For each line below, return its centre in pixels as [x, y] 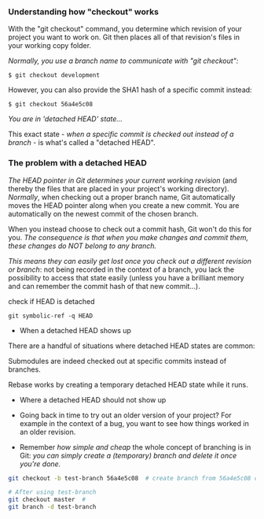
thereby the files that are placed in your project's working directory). [119, 188]
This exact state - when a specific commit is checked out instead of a [121, 134]
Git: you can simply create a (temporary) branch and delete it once [128, 455]
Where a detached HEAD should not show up [93, 399]
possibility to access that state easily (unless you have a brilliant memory [126, 277]
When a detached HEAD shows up [75, 330]
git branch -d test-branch [52, 507]
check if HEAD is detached [52, 301]
